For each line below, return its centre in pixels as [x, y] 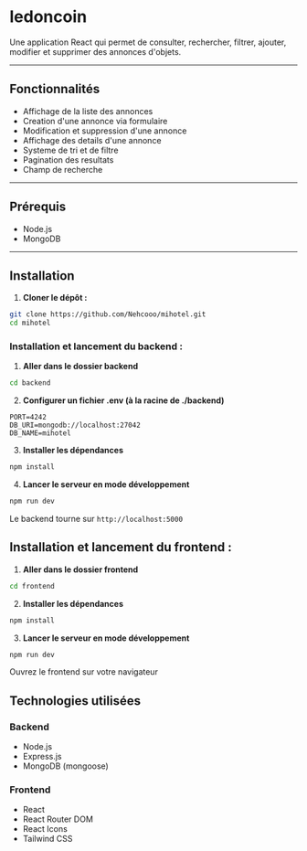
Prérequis [38, 207]
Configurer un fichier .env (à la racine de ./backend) [123, 400]
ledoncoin [48, 17]
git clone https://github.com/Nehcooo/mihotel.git [108, 314]
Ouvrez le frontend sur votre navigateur [84, 672]
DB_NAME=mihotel [40, 433]
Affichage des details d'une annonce [92, 140]
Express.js [42, 757]
